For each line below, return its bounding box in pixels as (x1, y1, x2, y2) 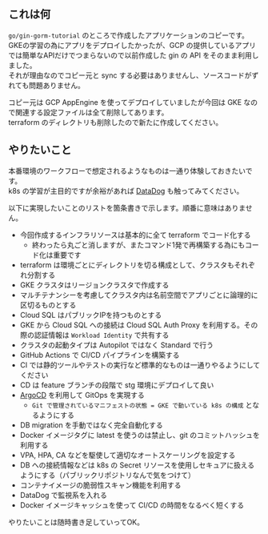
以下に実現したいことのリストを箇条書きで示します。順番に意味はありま (8, 203, 246, 212)
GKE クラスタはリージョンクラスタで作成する (19, 279, 170, 290)
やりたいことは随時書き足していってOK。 (8, 517, 144, 527)
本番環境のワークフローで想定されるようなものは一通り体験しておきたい (8, 166, 246, 175)
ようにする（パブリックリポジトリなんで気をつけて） (19, 470, 196, 480)
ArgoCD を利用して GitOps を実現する (19, 390, 146, 399)
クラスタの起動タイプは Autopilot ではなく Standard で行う (19, 339, 214, 350)
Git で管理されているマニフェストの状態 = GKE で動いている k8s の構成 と (31, 399, 253, 410)
